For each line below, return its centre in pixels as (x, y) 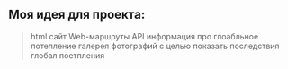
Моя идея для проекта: (77, 15)
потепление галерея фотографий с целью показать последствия (155, 46)
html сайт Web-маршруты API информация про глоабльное (144, 36)
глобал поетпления (67, 55)
